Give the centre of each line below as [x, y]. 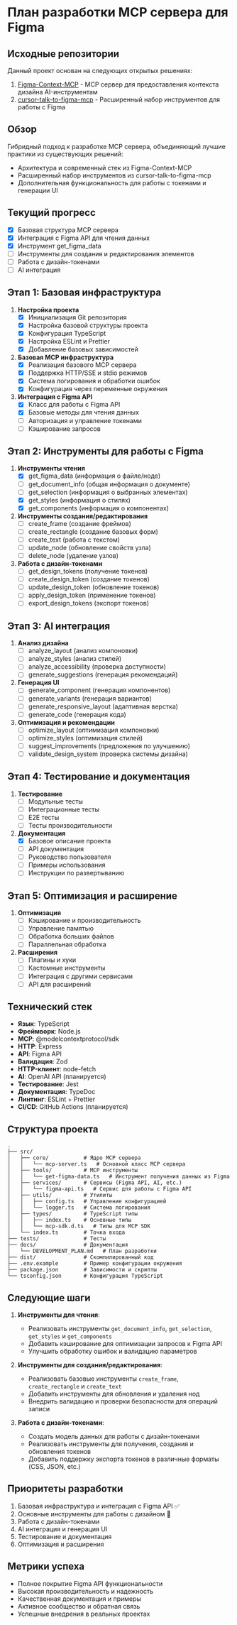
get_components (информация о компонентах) [98, 508]
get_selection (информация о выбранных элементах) [108, 492]
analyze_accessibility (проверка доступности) [97, 667]
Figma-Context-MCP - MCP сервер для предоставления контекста [118, 84]
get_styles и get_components [70, 1336]
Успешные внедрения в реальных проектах [84, 1614]
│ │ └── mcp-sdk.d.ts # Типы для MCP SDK [79, 1226]
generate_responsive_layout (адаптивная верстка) [103, 706]
